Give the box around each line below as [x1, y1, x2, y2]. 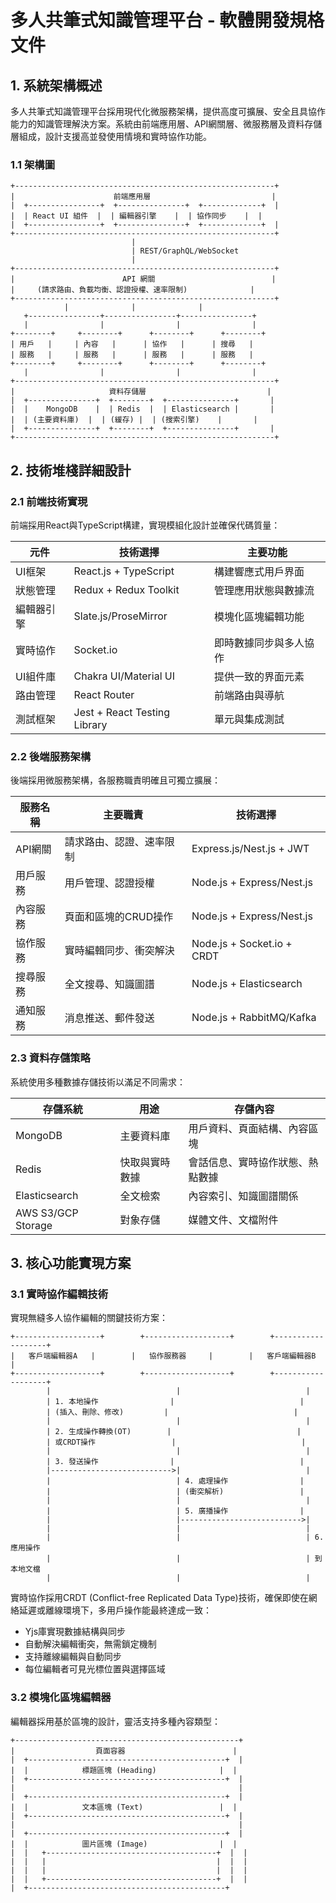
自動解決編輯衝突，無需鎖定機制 [24, 1638, 157, 1650]
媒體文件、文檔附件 [188, 1212, 279, 1226]
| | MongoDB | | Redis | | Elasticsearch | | [10, 404, 275, 415]
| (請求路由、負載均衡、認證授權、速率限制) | [10, 285, 255, 295]
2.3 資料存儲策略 [10, 1051, 91, 1065]
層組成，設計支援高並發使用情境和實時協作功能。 [10, 131, 212, 142]
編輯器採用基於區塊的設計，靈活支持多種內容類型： [10, 1715, 221, 1727]
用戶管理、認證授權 [64, 876, 155, 890]
